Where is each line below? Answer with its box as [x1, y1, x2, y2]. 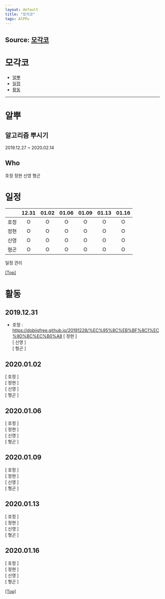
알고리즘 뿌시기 [5, 131, 49, 140]
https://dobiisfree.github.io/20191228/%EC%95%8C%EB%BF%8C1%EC [12, 327, 160, 333]
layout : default [5, 7, 38, 12]
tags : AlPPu [5, 16, 29, 21]
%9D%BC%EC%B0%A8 [12, 333, 62, 339]
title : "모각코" [5, 12, 35, 17]
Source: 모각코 [5, 35, 49, 44]
